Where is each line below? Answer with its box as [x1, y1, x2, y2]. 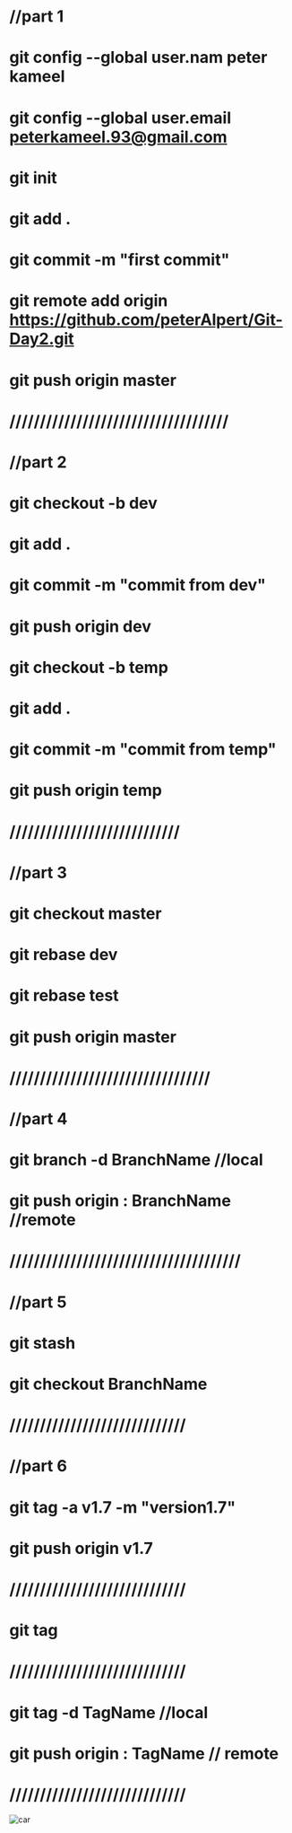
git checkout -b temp [9, 657, 168, 677]
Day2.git [9, 329, 74, 349]
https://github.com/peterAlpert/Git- [9, 310, 284, 330]
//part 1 [9, 6, 64, 27]
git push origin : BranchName [9, 1191, 231, 1211]
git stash [9, 1332, 76, 1353]
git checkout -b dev [9, 493, 159, 513]
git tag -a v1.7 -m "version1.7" [9, 1497, 236, 1517]
